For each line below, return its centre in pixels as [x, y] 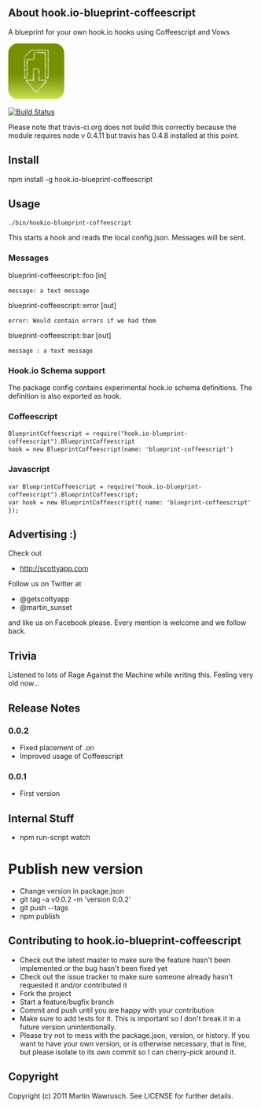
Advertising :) [42, 535]
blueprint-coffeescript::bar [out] [60, 335]
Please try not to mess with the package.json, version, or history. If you [134, 1035]
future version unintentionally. [68, 1027]
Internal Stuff [41, 818]
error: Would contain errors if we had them [82, 321]
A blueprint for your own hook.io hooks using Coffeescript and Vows [119, 32]
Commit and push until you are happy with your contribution [117, 1010]
